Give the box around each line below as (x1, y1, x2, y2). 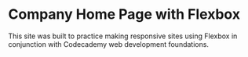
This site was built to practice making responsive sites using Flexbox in (8, 31, 238, 41)
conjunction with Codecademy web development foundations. (8, 39, 210, 48)
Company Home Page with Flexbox (8, 5, 241, 23)
